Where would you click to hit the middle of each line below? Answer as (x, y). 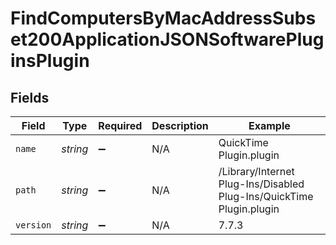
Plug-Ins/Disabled (261, 184)
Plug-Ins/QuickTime (266, 196)
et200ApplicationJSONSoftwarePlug (167, 39)
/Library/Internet (256, 171)
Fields (30, 97)
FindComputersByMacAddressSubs (163, 18)
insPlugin (50, 61)
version (33, 225)
